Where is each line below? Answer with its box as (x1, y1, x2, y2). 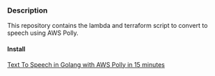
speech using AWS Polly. (7, 29, 79, 37)
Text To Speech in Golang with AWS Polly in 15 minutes (7, 60, 165, 68)
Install (7, 45, 26, 53)
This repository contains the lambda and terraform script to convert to (7, 22, 208, 30)
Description (7, 6, 48, 15)
